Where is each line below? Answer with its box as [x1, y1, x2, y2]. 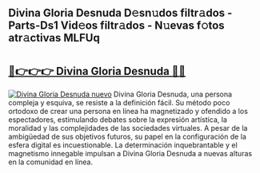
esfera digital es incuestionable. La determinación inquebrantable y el [8, 140, 238, 150]
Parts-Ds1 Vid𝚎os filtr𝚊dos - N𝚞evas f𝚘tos [8, 19, 226, 33]
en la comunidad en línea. [8, 157, 94, 167]
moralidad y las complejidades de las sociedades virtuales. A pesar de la [8, 124, 248, 132]
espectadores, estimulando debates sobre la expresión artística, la [8, 115, 228, 124]
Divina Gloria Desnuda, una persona [113, 89, 233, 99]
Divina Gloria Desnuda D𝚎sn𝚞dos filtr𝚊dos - [8, 6, 233, 20]
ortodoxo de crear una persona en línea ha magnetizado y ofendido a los [8, 107, 248, 116]
